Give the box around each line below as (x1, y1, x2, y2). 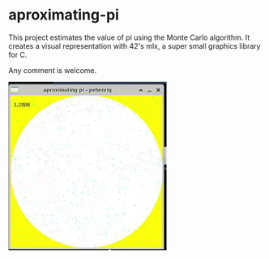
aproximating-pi (8, 6, 120, 24)
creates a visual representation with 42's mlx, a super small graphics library (8, 41, 261, 50)
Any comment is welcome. (8, 65, 97, 75)
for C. (8, 50, 28, 59)
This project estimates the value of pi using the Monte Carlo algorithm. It (8, 32, 250, 42)
